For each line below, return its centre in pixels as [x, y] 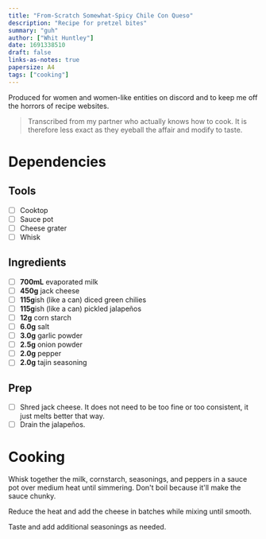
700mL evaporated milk [59, 281]
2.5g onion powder [51, 345]
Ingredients [37, 263]
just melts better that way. [62, 416]
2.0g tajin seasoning [53, 363]
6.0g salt [35, 326]
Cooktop [34, 210]
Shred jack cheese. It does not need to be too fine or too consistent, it [134, 407]
